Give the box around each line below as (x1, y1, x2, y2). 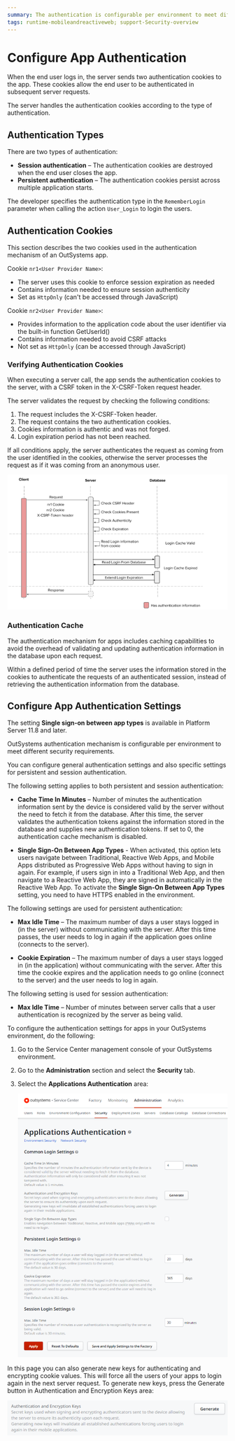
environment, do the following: (7, 1031, 96, 1040)
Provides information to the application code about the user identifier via (17, 320, 227, 328)
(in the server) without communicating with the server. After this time (17, 925, 217, 934)
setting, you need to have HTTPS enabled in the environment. (17, 891, 195, 899)
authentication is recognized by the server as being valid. (17, 1010, 183, 1019)
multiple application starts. (17, 183, 94, 192)
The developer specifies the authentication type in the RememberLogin (7, 197, 206, 206)
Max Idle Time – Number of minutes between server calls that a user (17, 1003, 215, 1012)
